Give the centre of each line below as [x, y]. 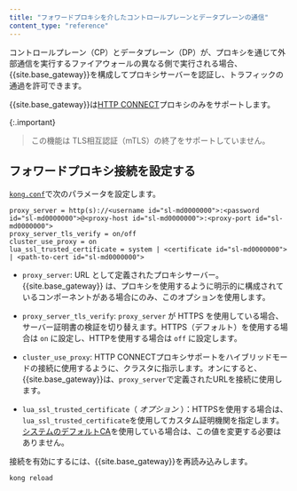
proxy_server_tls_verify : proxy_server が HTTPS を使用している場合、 [152, 316]
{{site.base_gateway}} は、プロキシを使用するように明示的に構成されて [152, 286]
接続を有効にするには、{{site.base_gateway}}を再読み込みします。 [131, 462]
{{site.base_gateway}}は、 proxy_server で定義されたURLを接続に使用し [152, 379]
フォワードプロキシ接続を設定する [102, 171]
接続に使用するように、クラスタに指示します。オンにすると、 [150, 368]
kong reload [31, 479]
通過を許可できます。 [48, 85]
